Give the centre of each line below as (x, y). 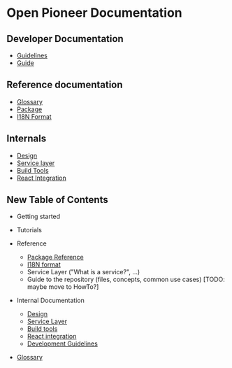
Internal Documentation (51, 300)
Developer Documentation (65, 39)
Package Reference (56, 257)
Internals (27, 139)
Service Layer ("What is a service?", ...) (84, 272)
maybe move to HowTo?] (63, 287)
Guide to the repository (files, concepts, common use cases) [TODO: (126, 279)
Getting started (38, 217)
